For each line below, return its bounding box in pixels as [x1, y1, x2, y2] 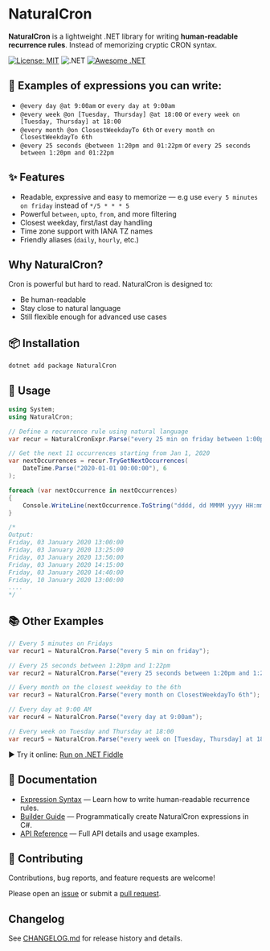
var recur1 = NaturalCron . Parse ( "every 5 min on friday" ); [8, 647, 211, 655]
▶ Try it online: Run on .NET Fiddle [8, 750, 124, 759]
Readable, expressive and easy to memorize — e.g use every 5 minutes [19, 192, 259, 201]
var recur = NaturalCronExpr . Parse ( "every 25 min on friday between [8, 435, 243, 443]
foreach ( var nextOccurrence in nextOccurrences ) [8, 486, 178, 494]
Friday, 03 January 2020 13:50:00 [8, 553, 125, 561]
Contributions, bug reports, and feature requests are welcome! [8, 873, 215, 883]
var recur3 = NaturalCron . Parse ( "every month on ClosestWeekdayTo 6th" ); [8, 691, 261, 699]
